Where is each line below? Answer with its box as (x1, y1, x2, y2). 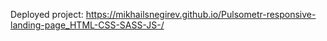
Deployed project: (10, 9, 84, 20)
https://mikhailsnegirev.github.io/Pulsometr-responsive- (85, 9, 317, 20)
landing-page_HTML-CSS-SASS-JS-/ (10, 19, 165, 31)
